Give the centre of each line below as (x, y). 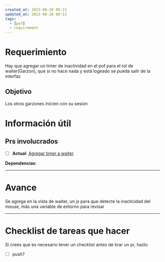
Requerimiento (36, 52)
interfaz (13, 76)
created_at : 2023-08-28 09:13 (36, 10)
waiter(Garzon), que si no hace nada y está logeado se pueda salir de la (78, 71)
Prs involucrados (31, 141)
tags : (11, 19)
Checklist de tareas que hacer (68, 231)
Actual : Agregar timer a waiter (43, 153)
